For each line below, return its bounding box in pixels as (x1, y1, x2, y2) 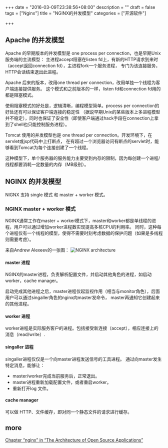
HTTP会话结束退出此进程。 (5, 68, 61, 74)
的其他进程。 (5, 301, 31, 307)
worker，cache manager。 (5, 277, 61, 284)
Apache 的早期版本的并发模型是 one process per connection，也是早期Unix (5, 50, 161, 56)
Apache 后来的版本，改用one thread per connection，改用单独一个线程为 (5, 79, 156, 85)
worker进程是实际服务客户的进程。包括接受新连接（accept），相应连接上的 (5, 325, 159, 331)
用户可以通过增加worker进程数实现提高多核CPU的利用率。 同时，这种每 (13, 223, 161, 229)
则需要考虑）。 (5, 236, 34, 242)
